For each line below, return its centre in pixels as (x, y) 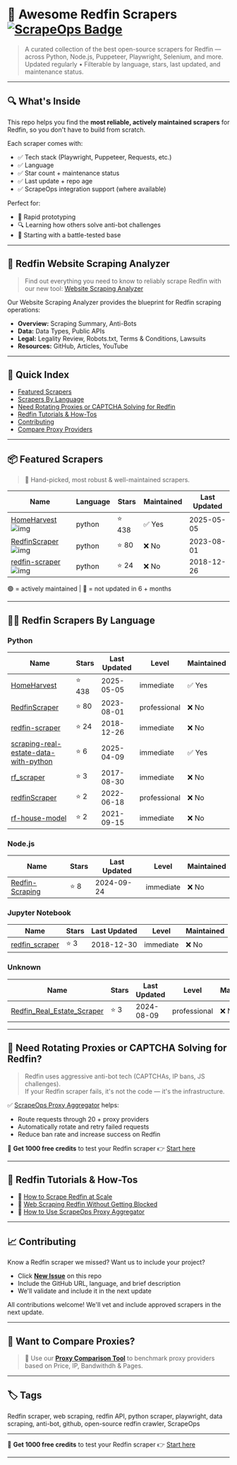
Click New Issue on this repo (60, 1276)
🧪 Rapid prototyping (47, 217)
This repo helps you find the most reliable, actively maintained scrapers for (119, 122)
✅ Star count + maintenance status (68, 173)
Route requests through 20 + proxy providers (83, 1119)
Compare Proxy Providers (55, 429)
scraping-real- (36, 743)
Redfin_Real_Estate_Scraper (57, 1010)
